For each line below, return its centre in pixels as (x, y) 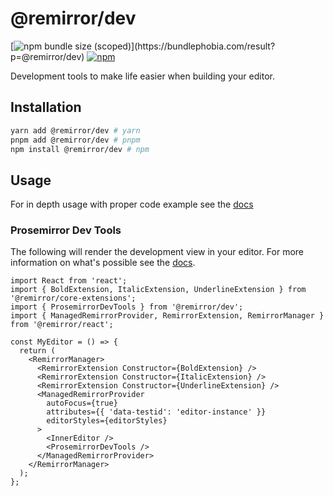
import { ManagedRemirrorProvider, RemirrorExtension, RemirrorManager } (167, 316)
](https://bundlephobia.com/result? (203, 46)
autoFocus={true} (82, 403)
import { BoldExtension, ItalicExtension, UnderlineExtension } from (158, 290)
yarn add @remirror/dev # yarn (75, 130)
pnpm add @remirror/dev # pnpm (75, 140)
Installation (46, 107)
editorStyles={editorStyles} (107, 421)
